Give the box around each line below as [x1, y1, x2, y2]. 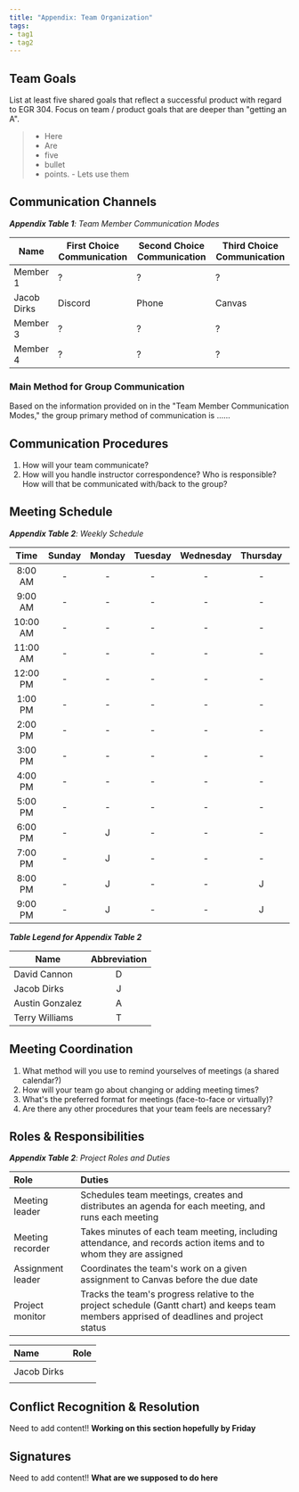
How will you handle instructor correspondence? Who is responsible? [21, 469, 278, 480]
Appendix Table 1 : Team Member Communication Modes [9, 218, 220, 228]
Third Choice [222, 239, 279, 251]
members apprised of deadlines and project [80, 1310, 264, 1323]
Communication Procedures [9, 436, 169, 451]
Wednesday [180, 549, 232, 562]
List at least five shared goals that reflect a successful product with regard [9, 95, 282, 105]
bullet [44, 160, 65, 170]
